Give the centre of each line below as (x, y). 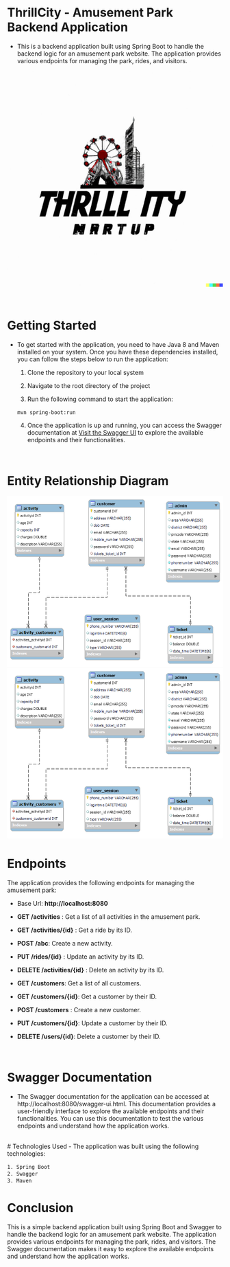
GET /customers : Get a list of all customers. (79, 983)
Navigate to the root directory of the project (89, 385)
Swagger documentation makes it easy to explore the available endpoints (111, 1248)
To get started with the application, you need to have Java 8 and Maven (118, 344)
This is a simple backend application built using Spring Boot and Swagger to (115, 1226)
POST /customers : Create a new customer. (79, 1009)
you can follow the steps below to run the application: (93, 359)
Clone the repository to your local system (85, 372)
